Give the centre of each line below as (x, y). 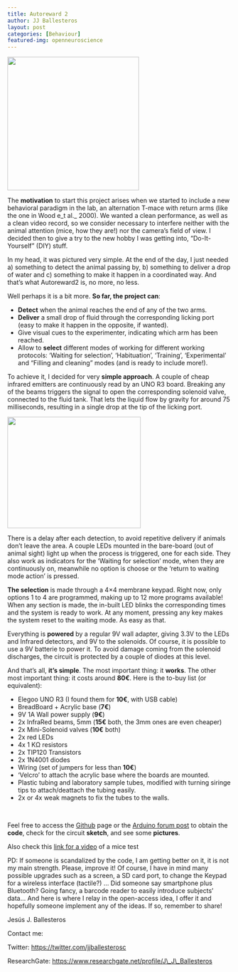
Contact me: (26, 934)
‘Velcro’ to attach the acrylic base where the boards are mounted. (113, 775)
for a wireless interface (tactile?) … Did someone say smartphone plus (110, 883)
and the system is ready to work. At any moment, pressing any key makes (115, 612)
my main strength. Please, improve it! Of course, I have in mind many (108, 868)
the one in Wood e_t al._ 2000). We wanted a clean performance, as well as (118, 216)
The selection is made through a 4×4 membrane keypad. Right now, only (114, 590)
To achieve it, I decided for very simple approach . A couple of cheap (108, 377)
